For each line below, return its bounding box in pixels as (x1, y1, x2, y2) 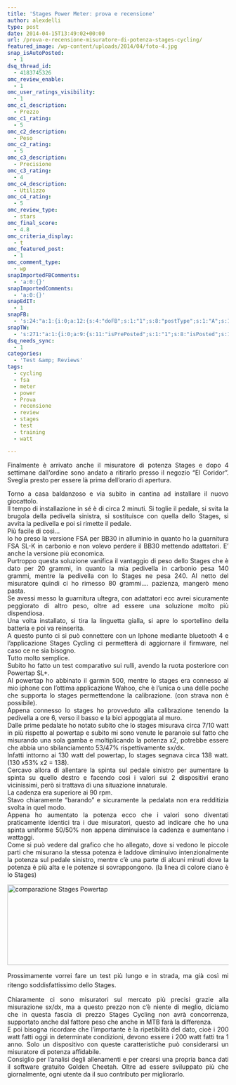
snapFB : (7, 311, 30, 319)
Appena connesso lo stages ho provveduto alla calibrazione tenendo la (7, 706, 229, 714)
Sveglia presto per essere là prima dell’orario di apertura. (7, 475, 172, 484)
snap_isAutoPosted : (7, 50, 65, 57)
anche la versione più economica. (7, 549, 105, 558)
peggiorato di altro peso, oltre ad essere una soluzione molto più (7, 601, 229, 610)
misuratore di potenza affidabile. (7, 1047, 101, 1055)
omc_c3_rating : (7, 167, 52, 174)
